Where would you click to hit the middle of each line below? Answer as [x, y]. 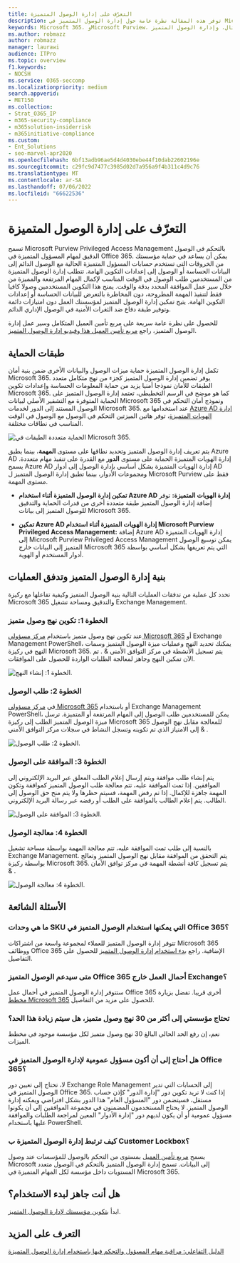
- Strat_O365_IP [32, 114]
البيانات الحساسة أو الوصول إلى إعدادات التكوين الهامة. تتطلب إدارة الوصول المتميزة [119, 271]
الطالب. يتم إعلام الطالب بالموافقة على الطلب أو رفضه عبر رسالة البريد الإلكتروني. [117, 800]
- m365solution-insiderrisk [50, 127]
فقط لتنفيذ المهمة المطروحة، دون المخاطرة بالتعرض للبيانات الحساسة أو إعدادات [115, 294]
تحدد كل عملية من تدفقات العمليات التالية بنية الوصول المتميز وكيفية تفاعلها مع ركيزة [119, 594]
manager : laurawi [34, 47]
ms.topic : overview [37, 61]
